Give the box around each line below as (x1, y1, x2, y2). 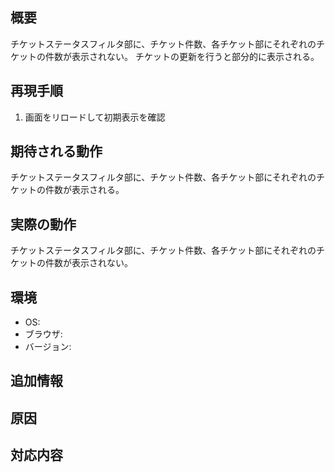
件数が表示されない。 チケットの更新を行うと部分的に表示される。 (44, 50, 320, 62)
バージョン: (24, 341, 72, 353)
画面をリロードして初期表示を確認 (24, 111, 166, 123)
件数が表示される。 (44, 184, 125, 196)
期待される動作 (10, 143, 103, 160)
